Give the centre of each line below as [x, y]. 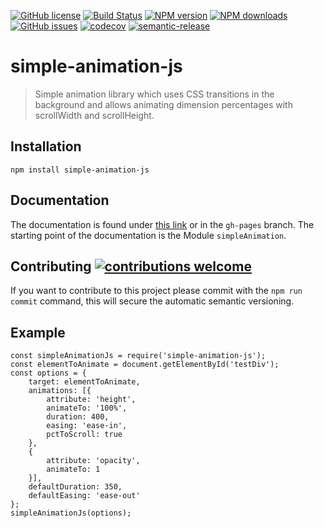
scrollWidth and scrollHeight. [94, 115]
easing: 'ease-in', [87, 426]
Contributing [51, 266]
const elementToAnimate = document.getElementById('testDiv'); [145, 365]
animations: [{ [60, 391]
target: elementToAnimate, [84, 382]
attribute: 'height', [91, 400]
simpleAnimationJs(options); [71, 513]
